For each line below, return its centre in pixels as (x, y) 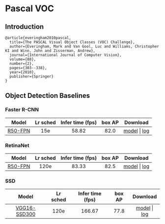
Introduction (25, 27)
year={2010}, (23, 72)
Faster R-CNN (22, 110)
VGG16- (26, 208)
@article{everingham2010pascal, (38, 38)
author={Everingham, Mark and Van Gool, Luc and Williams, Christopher (84, 47)
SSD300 (26, 214)
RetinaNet (17, 145)
